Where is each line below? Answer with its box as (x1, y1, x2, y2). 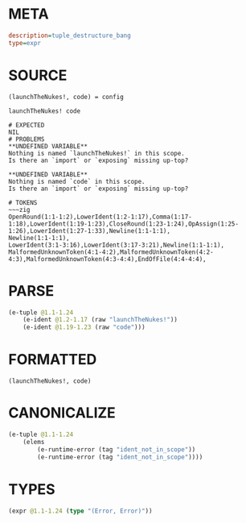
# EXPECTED (8, 121, 45, 129)
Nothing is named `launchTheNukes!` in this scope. (8, 149, 185, 157)
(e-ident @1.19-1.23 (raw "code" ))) (23, 323, 146, 331)
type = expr (8, 39, 42, 47)
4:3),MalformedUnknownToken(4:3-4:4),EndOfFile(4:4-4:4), (8, 255, 207, 263)
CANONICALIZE (8, 404, 117, 422)
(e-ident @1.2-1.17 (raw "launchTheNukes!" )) (23, 316, 178, 324)
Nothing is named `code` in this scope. (8, 177, 146, 185)
